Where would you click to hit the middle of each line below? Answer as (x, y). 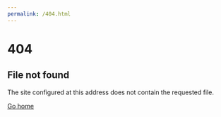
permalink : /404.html (39, 14)
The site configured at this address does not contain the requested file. (110, 92)
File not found (38, 75)
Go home (20, 106)
